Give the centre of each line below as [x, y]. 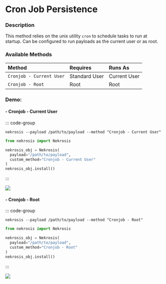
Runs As [119, 68]
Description [20, 25]
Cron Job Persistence [51, 9]
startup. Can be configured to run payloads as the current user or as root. [82, 41]
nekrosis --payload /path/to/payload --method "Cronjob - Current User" [83, 132]
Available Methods [29, 55]
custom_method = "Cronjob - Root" [44, 247]
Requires [81, 68]
